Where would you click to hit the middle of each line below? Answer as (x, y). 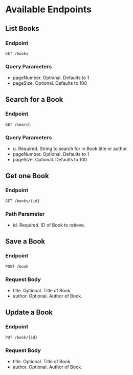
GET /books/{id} (23, 201)
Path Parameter (25, 214)
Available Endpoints (49, 10)
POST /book (17, 266)
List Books (22, 29)
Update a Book (29, 312)
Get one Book (27, 176)
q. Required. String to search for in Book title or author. (70, 149)
